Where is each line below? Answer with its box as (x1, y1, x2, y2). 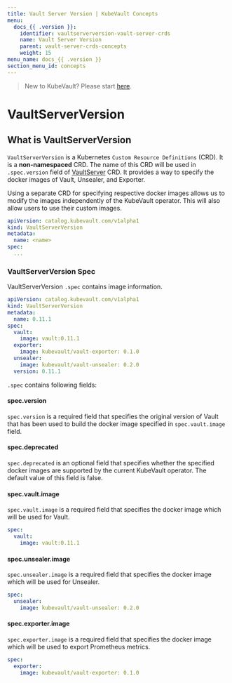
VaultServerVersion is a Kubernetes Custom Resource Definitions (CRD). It (7, 152, 224, 161)
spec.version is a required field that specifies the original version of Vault (7, 412, 219, 420)
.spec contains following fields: (7, 380, 97, 389)
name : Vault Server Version (20, 37, 102, 44)
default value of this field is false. (7, 474, 103, 482)
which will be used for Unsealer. (7, 578, 100, 586)
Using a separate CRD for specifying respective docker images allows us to (7, 189, 226, 197)
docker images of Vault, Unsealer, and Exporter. (7, 175, 146, 183)
